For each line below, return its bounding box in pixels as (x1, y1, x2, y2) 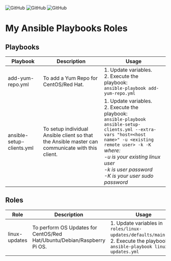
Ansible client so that (43, 132, 93, 139)
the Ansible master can (43, 138, 98, 145)
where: (104, 147, 121, 154)
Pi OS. (32, 243, 47, 250)
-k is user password (104, 166, 153, 173)
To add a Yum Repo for (43, 75, 98, 81)
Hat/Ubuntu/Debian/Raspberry (32, 237, 106, 244)
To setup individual (43, 125, 89, 132)
